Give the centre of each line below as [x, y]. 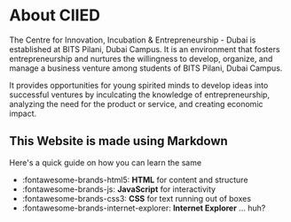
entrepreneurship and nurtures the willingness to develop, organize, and [141, 58]
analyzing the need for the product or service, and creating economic [136, 103]
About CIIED [55, 15]
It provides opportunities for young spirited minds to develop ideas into [139, 85]
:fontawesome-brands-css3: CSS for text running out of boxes [136, 198]
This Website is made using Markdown [118, 141]
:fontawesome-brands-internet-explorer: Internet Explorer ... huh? [144, 208]
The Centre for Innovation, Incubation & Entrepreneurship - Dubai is [133, 40]
